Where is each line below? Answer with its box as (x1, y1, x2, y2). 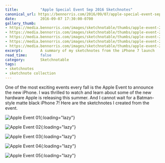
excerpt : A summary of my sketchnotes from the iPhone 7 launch (5, 48, 155, 53)
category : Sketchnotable (5, 57, 69, 62)
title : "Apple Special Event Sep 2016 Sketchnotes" (5, 7, 133, 12)
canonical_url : (5, 12, 36, 17)
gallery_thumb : (5, 21, 36, 26)
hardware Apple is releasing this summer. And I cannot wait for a (5, 94, 136, 100)
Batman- (137, 94, 155, 100)
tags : (5, 62, 16, 67)
